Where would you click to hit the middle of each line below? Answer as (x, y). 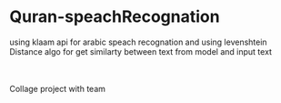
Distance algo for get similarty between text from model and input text (141, 51)
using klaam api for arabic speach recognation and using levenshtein (138, 42)
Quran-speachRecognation (115, 17)
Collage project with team (58, 88)
